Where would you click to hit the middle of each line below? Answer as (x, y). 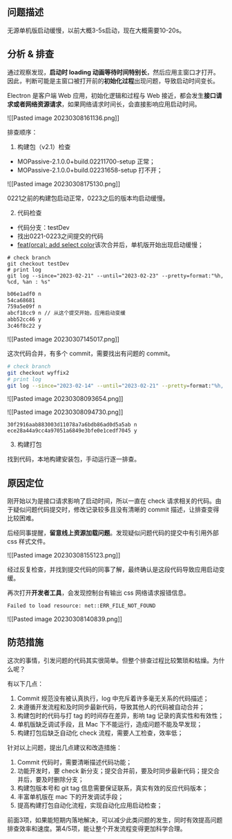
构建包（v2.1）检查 (44, 146)
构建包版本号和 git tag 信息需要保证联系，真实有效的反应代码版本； (113, 788)
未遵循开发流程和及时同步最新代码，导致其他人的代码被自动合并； (111, 707)
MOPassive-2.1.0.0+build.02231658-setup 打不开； (90, 170)
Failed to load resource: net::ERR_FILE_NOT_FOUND (81, 606)
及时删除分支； (62, 779)
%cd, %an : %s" (29, 282)
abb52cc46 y (24, 319)
